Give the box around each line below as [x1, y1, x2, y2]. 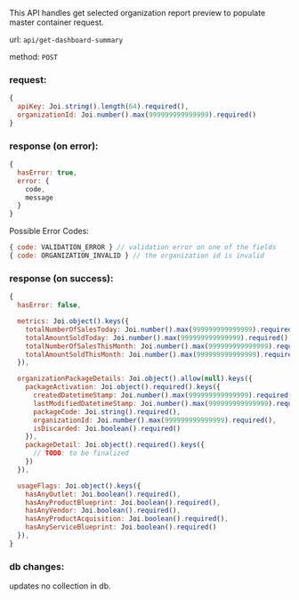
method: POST [9, 52, 58, 61]
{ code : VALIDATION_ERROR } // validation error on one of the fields [9, 243, 277, 252]
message [25, 193, 53, 202]
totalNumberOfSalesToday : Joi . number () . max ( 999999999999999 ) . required [25, 325, 293, 334]
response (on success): [9, 272, 114, 284]
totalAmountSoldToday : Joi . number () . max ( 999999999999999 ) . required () [25, 333, 289, 342]
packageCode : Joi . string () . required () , [32, 407, 181, 417]
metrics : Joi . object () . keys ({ [17, 317, 129, 326]
